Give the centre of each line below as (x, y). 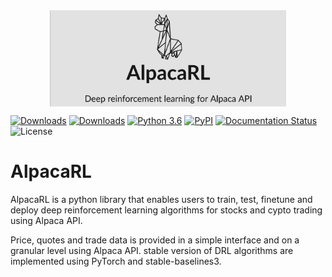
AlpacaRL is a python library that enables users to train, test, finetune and (161, 199)
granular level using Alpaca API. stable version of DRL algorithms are (152, 250)
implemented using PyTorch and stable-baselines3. (116, 261)
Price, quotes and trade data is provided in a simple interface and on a (155, 240)
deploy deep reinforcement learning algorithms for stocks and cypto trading (166, 210)
